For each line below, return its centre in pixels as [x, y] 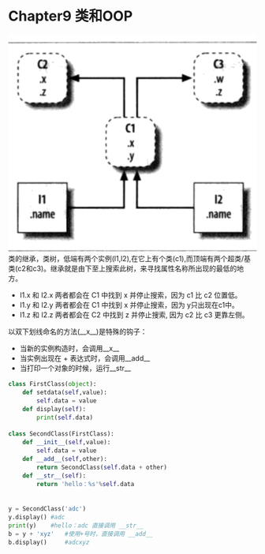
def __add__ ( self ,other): [65, 459]
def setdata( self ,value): [65, 392]
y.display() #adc [37, 518]
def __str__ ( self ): [54, 475]
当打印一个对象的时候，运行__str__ [75, 369]
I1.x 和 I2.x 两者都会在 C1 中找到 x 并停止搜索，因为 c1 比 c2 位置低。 [131, 295]
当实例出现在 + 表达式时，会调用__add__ [85, 358]
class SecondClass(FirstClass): [61, 434]
